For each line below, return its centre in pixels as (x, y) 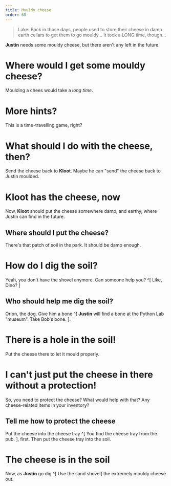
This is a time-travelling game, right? (44, 125)
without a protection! (51, 385)
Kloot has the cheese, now (63, 197)
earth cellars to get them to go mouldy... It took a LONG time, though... (92, 35)
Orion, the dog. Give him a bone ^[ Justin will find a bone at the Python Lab (85, 314)
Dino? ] (13, 285)
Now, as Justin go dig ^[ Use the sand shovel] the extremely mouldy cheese (86, 474)
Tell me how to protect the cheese (60, 421)
